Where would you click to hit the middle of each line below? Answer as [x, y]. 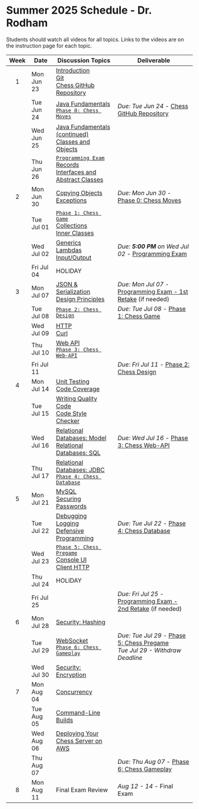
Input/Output [74, 257]
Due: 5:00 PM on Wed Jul [153, 246]
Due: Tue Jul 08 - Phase [152, 308]
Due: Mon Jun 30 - [145, 192]
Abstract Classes [80, 179]
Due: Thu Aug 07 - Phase [153, 761]
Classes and [73, 141]
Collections [72, 225]
